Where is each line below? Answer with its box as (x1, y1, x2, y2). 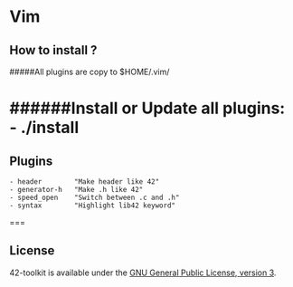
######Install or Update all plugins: (9, 98, 286, 119)
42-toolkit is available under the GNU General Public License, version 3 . (9, 267, 277, 278)
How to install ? (9, 43, 98, 58)
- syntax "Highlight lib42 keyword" (9, 201, 176, 210)
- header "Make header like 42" (9, 177, 160, 187)
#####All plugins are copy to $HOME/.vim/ (9, 66, 170, 77)
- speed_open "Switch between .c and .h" (9, 193, 180, 202)
